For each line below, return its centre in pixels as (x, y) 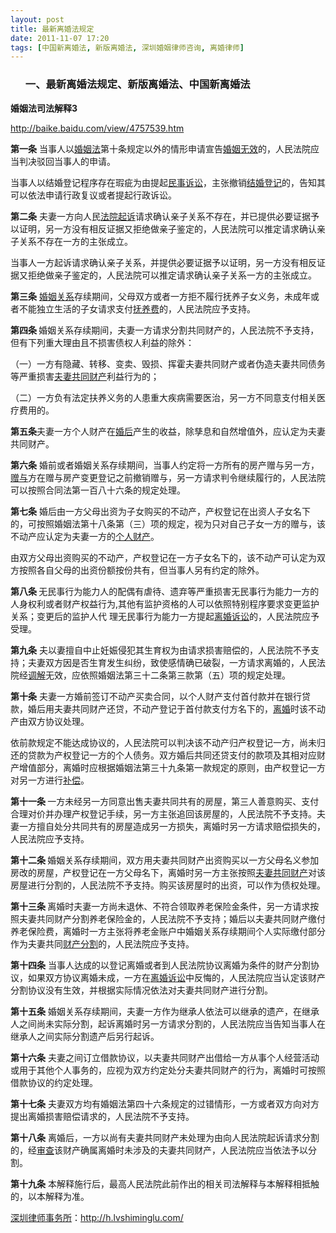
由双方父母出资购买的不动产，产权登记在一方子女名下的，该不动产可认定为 (163, 557)
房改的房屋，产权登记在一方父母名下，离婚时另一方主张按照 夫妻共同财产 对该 (168, 872)
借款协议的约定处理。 (54, 1082)
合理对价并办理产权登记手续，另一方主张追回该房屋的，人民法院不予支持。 (163, 813)
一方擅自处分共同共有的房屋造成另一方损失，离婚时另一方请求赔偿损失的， (172, 826)
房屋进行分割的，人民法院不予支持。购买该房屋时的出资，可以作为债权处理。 (168, 885)
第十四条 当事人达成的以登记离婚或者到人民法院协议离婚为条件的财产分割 (160, 965)
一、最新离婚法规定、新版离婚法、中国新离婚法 (137, 84)
